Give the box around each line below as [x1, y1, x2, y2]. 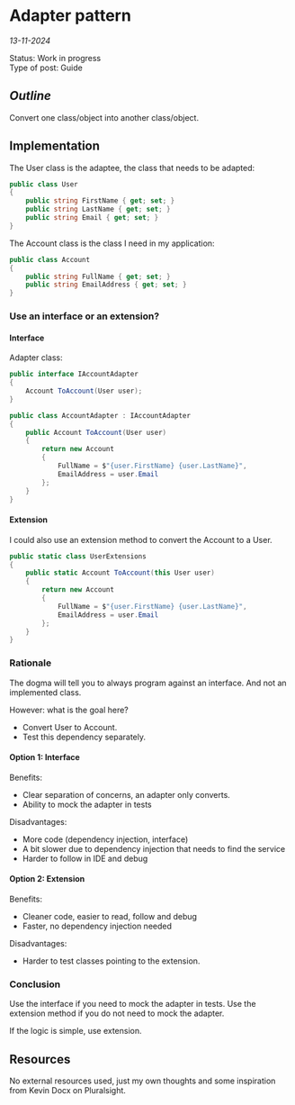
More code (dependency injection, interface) [22, 834, 189, 845]
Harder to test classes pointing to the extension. [22, 956, 201, 966]
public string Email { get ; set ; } [25, 213, 159, 222]
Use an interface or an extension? [9, 310, 160, 322]
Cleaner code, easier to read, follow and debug [22, 910, 198, 921]
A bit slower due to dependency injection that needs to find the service [22, 843, 286, 854]
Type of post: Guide [9, 62, 83, 73]
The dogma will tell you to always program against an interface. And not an [9, 677, 287, 688]
